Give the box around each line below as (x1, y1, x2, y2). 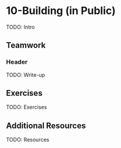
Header (6, 58, 28, 66)
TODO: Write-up (6, 71, 46, 78)
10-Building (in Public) (6, 4, 116, 18)
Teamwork (6, 40, 46, 50)
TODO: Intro (6, 23, 35, 30)
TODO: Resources (6, 136, 50, 143)
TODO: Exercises (6, 104, 47, 111)
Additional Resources (6, 121, 86, 130)
